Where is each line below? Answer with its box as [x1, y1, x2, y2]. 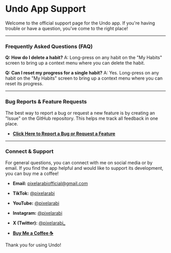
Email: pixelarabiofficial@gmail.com [12, 180, 88, 186]
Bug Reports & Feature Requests [5, 98, 87, 105]
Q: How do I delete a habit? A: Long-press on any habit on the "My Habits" [5, 55, 162, 61]
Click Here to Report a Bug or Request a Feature [12, 131, 116, 137]
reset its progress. [5, 81, 44, 87]
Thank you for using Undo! [5, 242, 62, 248]
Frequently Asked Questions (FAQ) [5, 43, 93, 50]
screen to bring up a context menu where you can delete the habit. [5, 60, 145, 66]
